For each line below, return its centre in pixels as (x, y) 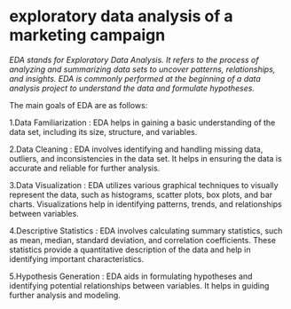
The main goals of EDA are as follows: (79, 105)
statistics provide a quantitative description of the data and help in (130, 250)
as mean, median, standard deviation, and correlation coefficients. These (143, 240)
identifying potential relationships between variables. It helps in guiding (139, 285)
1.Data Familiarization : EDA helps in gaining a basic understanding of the (142, 123)
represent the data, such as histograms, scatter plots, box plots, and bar (141, 194)
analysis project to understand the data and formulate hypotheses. (132, 88)
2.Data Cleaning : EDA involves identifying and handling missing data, (136, 149)
